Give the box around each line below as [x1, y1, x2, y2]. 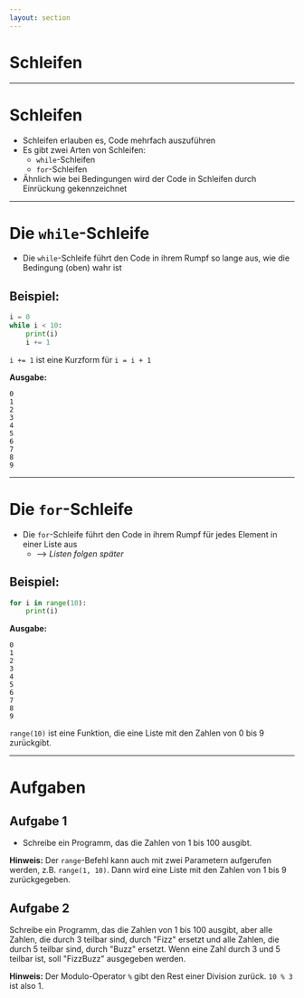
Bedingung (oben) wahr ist [22, 262, 122, 273]
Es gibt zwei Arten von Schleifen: [22, 144, 147, 155]
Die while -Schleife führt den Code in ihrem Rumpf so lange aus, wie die [22, 252, 290, 263]
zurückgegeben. [9, 874, 71, 885]
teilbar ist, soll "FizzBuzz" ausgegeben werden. [9, 954, 186, 965]
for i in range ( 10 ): [9, 598, 88, 607]
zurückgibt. [9, 737, 52, 748]
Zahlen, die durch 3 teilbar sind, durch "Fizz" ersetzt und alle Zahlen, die [9, 934, 280, 946]
